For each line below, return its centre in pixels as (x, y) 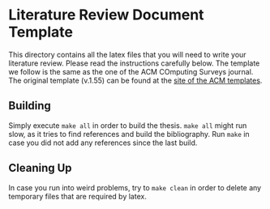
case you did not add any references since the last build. (103, 143)
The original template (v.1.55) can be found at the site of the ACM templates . (135, 80)
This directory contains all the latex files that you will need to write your (127, 54)
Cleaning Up (40, 168)
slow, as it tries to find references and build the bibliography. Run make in (129, 134)
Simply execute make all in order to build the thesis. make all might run (128, 125)
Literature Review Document (106, 15)
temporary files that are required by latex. (78, 196)
